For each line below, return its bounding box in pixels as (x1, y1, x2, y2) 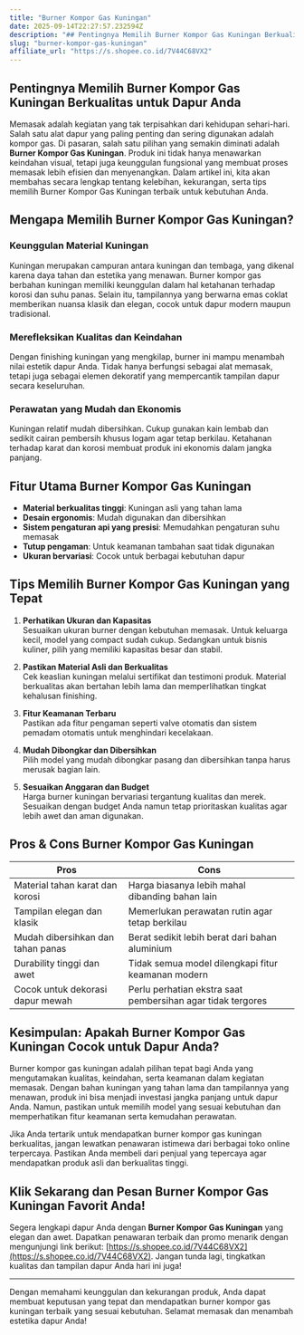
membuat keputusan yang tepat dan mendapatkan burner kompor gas (9, 1296, 271, 1307)
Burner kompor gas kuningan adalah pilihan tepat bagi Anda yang (9, 1063, 253, 1074)
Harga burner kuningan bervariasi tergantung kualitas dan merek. (22, 791, 267, 802)
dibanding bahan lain (128, 889, 217, 902)
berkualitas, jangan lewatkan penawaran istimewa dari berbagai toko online (9, 1138, 290, 1149)
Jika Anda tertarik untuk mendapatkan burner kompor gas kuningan (9, 1129, 262, 1139)
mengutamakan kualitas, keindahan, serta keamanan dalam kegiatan (9, 1072, 264, 1083)
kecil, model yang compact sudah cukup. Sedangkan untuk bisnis (22, 634, 268, 645)
